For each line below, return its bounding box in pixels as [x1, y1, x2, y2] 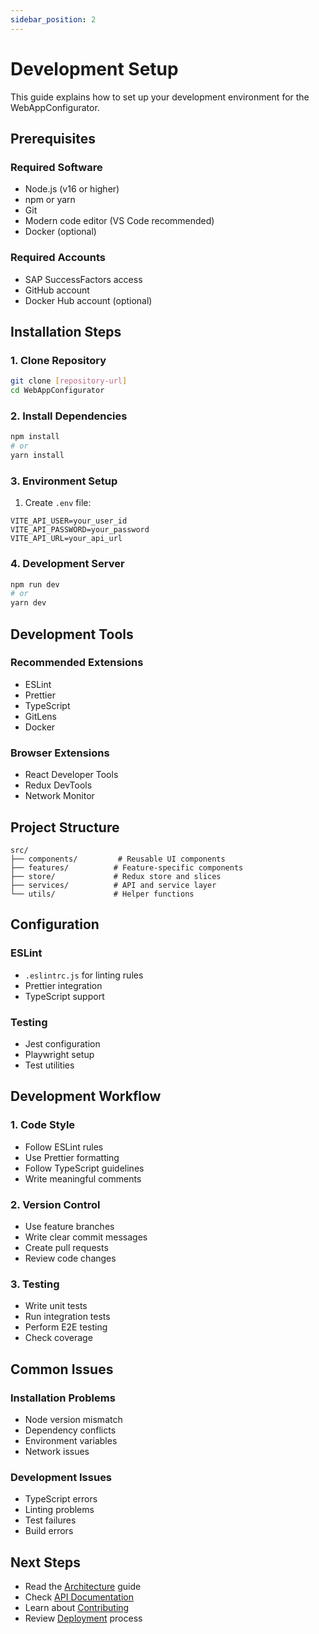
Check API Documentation [24, 1591, 135, 1603]
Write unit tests [24, 1300, 88, 1312]
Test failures [24, 1514, 77, 1526]
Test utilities [24, 1059, 75, 1071]
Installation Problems [10, 1391, 116, 1405]
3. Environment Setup [10, 474, 118, 488]
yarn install [10, 451, 65, 461]
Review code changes [24, 1252, 117, 1264]
